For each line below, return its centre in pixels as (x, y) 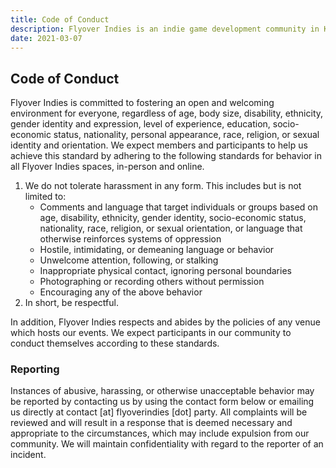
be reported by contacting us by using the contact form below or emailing (162, 402)
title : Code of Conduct (60, 19)
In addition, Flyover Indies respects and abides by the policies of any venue (165, 322)
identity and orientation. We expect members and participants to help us (159, 145)
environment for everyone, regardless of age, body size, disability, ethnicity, (167, 113)
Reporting (35, 369)
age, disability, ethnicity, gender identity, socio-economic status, (173, 218)
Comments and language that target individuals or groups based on (178, 207)
